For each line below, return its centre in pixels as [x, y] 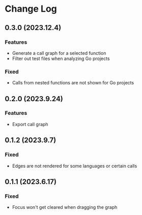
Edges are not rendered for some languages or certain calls [75, 166]
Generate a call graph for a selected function [59, 53]
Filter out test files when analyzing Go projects [61, 58]
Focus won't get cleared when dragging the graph [65, 207]
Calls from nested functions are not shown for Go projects [73, 83]
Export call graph [30, 124]
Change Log [31, 9]
